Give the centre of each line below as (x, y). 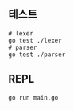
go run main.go (33, 98)
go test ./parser (37, 55)
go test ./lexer (35, 40)
